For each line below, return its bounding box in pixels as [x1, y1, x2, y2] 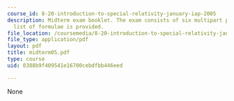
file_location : [7, 29, 52, 37]
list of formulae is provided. [13, 23, 104, 30]
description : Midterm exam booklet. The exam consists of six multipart [7, 17, 223, 24]
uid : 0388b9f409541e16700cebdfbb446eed [7, 62, 123, 69]
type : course [7, 56, 45, 63]
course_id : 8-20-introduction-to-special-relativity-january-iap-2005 [7, 10, 217, 17]
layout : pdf [7, 42, 42, 49]
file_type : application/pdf [7, 36, 89, 43]
